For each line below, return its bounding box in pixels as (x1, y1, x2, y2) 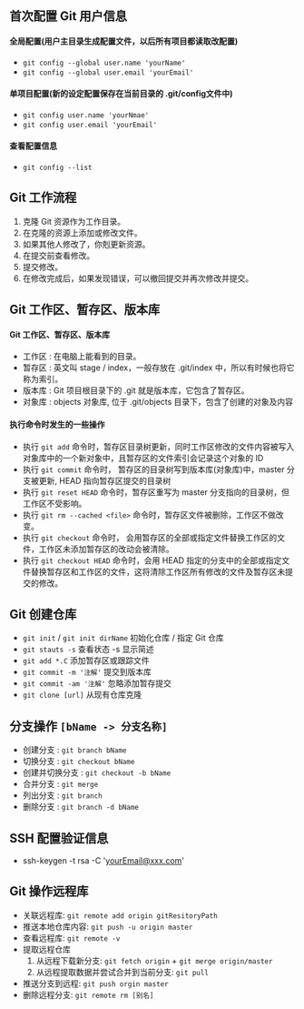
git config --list (22, 163, 93, 172)
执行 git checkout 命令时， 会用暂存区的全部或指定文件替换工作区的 (22, 531, 278, 543)
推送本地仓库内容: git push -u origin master (22, 921, 193, 932)
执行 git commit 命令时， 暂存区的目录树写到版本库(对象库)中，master (22, 463, 285, 475)
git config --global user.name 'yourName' (22, 58, 186, 67)
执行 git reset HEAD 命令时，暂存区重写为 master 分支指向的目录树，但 (22, 486, 290, 498)
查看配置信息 (9, 140, 57, 152)
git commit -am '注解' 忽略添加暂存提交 (22, 678, 172, 689)
